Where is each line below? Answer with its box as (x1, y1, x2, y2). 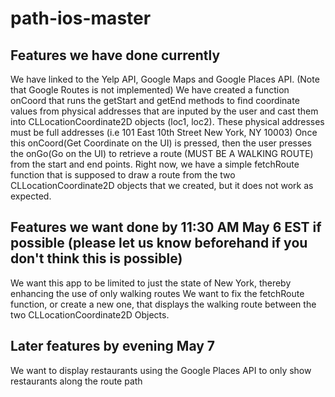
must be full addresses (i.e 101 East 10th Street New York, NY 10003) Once (10, 127, 318, 138)
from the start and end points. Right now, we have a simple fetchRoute (10, 158, 300, 170)
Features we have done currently (10, 47, 221, 64)
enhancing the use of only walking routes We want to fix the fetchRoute (10, 287, 305, 299)
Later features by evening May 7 (10, 338, 216, 355)
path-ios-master (10, 7, 152, 30)
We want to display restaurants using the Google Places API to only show (10, 364, 312, 376)
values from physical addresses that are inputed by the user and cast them (10, 105, 319, 117)
